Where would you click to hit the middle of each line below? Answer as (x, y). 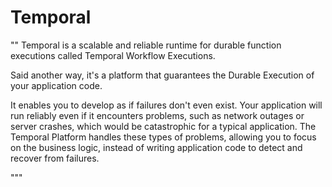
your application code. (56, 85)
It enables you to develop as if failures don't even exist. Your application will (166, 105)
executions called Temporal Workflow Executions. (113, 55)
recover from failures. (55, 158)
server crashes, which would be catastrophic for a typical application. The (163, 126)
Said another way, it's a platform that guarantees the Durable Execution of (162, 75)
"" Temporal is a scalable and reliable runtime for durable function (146, 45)
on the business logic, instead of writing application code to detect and (156, 147)
